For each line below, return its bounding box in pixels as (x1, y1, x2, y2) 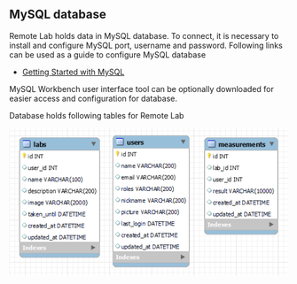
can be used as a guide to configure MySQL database (9, 49, 207, 60)
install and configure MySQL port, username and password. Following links (9, 40, 284, 50)
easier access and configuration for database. (9, 93, 177, 104)
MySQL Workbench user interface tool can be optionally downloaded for (9, 83, 275, 94)
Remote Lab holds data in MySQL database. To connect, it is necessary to (9, 30, 279, 41)
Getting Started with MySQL (21, 66, 125, 77)
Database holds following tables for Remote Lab (9, 110, 184, 120)
